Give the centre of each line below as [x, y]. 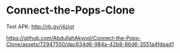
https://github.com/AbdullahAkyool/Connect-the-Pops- [73, 38]
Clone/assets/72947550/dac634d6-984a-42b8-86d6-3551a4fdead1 [90, 44]
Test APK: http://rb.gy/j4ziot [40, 26]
